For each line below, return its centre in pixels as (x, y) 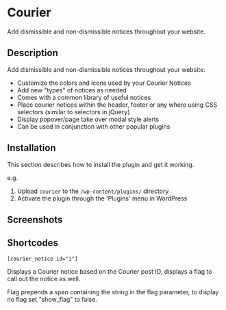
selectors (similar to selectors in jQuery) (73, 112)
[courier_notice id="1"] (42, 259)
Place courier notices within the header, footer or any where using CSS (117, 105)
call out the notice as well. (44, 279)
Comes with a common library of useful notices (84, 97)
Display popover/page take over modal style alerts (88, 119)
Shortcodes (33, 243)
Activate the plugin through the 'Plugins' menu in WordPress (102, 198)
